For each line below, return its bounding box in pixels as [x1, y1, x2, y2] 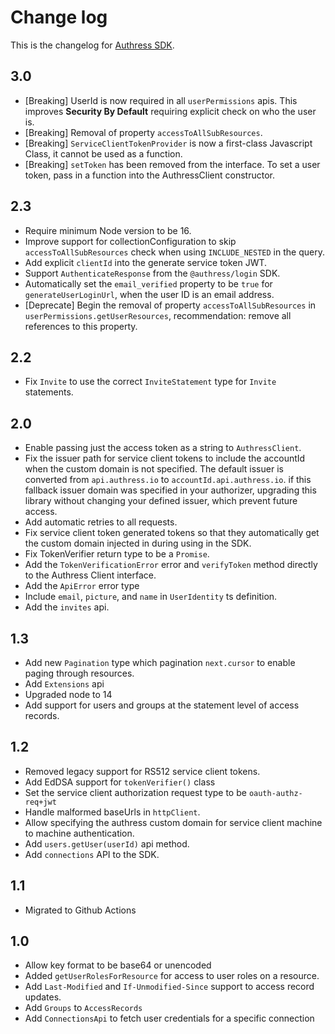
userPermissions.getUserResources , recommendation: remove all [24, 309, 292, 321]
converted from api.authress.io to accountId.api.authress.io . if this [24, 474, 312, 486]
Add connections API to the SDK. [24, 848, 160, 860]
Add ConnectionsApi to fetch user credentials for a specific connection [24, 1012, 315, 1025]
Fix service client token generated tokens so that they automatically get [24, 527, 320, 539]
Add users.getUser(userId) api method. [24, 837, 190, 850]
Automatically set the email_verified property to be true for [24, 277, 273, 290]
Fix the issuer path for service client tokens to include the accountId [24, 452, 306, 465]
